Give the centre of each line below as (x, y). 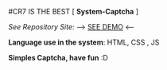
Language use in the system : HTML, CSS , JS (84, 42)
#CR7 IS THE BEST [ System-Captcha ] (74, 12)
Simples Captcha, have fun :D (58, 58)
